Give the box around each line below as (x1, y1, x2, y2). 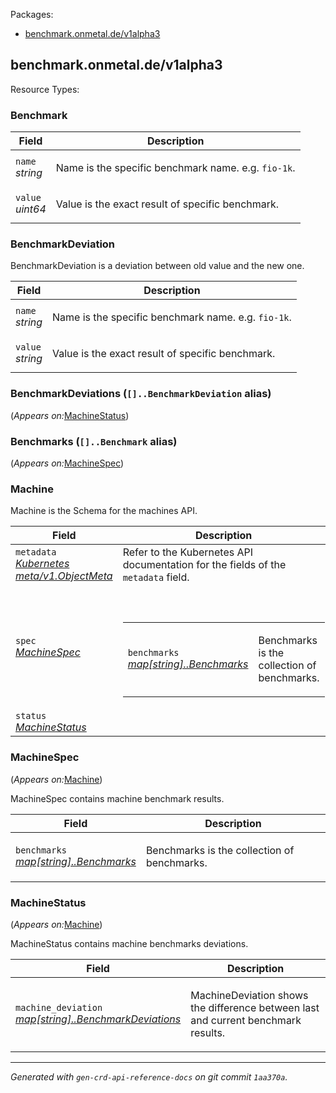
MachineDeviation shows (190, 988, 309, 1002)
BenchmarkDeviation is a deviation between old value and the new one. (10, 260, 305, 272)
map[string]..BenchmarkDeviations (15, 1012, 182, 1026)
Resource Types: (10, 83, 80, 95)
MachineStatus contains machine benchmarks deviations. (10, 937, 249, 949)
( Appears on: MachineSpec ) (10, 457, 125, 469)
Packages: (10, 9, 54, 20)
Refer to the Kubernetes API (122, 545, 254, 559)
